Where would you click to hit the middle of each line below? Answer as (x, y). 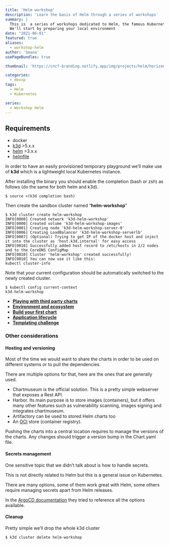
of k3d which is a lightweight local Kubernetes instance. (63, 172)
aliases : (14, 43)
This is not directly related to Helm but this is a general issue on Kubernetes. (84, 475)
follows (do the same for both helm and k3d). (52, 187)
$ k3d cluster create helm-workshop (44, 215)
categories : (18, 75)
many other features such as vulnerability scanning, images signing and (87, 405)
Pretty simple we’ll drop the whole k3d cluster (53, 528)
